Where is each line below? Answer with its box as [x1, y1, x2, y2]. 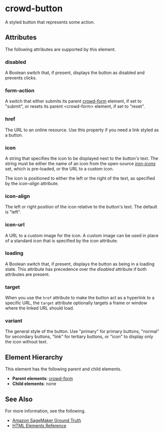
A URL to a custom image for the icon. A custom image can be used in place [5, 232, 159, 238]
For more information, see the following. [5, 408, 86, 414]
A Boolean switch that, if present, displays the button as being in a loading [5, 261, 155, 267]
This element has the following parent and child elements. [5, 366, 122, 372]
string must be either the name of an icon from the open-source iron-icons [5, 160, 156, 167]
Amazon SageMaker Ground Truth [12, 417, 82, 424]
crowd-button [5, 3, 63, 14]
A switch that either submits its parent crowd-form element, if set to [5, 98, 142, 104]
